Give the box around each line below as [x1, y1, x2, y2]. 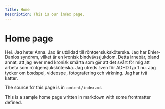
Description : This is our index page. [5, 12, 85, 17]
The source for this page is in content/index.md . [5, 84, 102, 91]
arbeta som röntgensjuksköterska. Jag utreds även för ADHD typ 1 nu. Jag [5, 65, 156, 71]
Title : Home [5, 7, 30, 12]
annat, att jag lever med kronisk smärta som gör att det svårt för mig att [5, 59, 150, 65]
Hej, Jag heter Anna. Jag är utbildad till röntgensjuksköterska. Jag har [5, 49, 147, 55]
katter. [5, 75, 18, 81]
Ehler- [147, 49, 160, 55]
